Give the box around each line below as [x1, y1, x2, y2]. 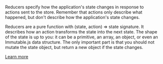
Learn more [5, 54, 28, 60]
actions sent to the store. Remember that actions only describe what [5, 9, 143, 15]
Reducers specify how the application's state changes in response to [5, 4, 144, 10]
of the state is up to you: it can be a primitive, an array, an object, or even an [5, 34, 159, 40]
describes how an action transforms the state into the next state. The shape [5, 29, 158, 34]
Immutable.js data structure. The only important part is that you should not [5, 39, 155, 45]
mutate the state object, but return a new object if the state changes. [5, 45, 143, 50]
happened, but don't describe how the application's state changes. [5, 15, 140, 20]
